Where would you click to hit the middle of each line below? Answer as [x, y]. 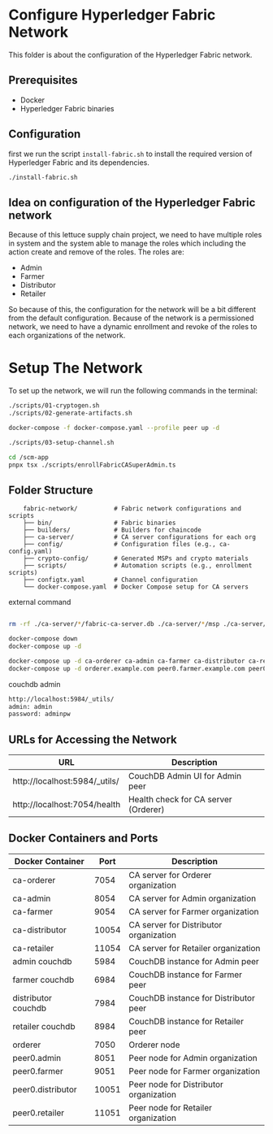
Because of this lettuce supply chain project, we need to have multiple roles [135, 235]
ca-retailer [33, 948]
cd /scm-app [28, 457]
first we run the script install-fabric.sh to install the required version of [130, 154]
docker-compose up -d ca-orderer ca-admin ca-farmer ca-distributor [127, 661]
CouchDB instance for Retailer [186, 1021]
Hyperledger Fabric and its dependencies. [79, 162]
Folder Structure [51, 490]
